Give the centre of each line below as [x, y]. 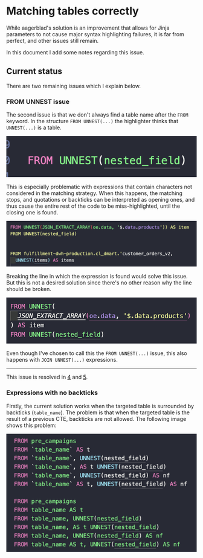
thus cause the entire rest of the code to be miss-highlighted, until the [93, 206]
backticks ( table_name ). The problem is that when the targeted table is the [98, 412]
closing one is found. [32, 212]
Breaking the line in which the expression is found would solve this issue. [97, 277]
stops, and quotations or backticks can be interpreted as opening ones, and [101, 199]
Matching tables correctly [72, 11]
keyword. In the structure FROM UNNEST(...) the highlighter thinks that [92, 121]
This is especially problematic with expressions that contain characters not [99, 187]
